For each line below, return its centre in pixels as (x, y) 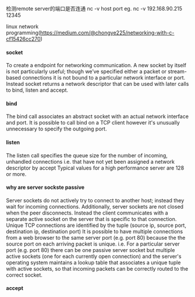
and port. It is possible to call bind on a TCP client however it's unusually (93, 123)
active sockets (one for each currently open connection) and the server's (94, 256)
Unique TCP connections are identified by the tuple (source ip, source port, (96, 225)
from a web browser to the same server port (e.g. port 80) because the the (96, 237)
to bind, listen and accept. (37, 90)
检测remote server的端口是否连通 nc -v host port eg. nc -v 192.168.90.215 (94, 8)
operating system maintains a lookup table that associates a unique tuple (93, 263)
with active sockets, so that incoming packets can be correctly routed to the (97, 268)
